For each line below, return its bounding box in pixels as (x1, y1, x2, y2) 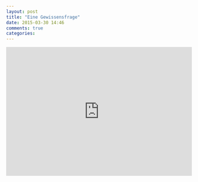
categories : (6, 31, 35, 37)
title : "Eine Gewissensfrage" (6, 14, 81, 20)
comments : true (6, 25, 44, 31)
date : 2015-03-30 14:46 (6, 19, 65, 25)
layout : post (6, 8, 38, 15)
